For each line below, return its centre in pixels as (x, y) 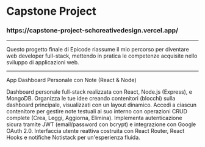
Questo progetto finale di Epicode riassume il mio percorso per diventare (98, 50)
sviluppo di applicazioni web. (43, 62)
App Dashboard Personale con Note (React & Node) (71, 80)
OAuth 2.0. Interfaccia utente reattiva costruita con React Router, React (95, 131)
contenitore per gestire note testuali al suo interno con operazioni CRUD (97, 111)
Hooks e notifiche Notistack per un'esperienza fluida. (73, 138)
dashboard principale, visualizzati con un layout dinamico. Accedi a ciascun (102, 105)
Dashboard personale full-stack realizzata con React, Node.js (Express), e (99, 92)
